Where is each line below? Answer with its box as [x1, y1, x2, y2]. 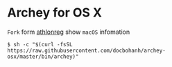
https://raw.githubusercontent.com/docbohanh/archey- [7, 47, 166, 54]
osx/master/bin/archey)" [7, 53, 79, 60]
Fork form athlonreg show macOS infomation [7, 28, 130, 36]
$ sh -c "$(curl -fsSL [7, 41, 73, 48]
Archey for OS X [7, 5, 103, 21]
